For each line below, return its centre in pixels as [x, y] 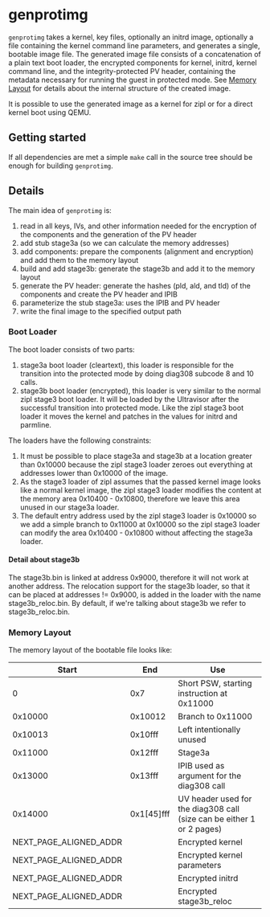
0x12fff [144, 753]
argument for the [210, 776]
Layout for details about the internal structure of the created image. [120, 88]
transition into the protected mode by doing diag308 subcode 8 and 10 [137, 373]
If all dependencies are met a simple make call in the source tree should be [131, 157]
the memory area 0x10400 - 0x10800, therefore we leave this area [130, 498]
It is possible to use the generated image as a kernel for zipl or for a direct [131, 104]
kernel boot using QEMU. [50, 112]
